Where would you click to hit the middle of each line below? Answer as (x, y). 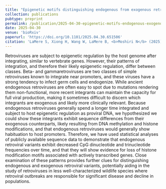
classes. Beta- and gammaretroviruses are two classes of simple (71, 71)
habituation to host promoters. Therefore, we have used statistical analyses (82, 134)
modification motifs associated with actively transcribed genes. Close (76, 155)
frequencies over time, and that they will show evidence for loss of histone (81, 150)
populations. (18, 181)
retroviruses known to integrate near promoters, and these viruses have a (80, 76)
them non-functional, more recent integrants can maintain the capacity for (81, 92)
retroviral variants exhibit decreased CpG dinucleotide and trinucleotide (78, 144)
